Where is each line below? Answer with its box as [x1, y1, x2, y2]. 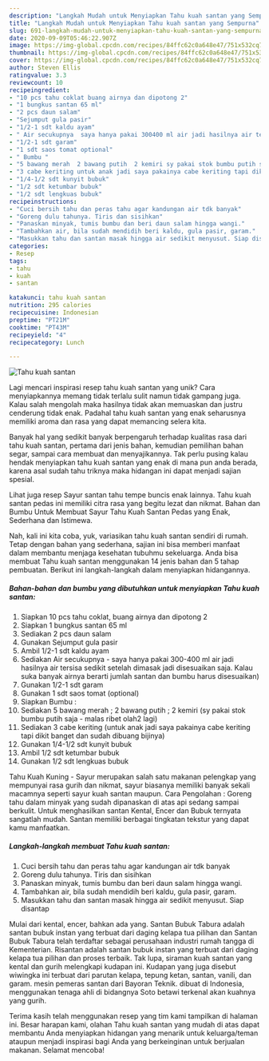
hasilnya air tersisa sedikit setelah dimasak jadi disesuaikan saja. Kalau [20, 663, 254, 672]
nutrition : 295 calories [9, 301, 92, 309]
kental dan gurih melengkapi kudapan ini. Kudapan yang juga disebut [9, 962, 236, 971]
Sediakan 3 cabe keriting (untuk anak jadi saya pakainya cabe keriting [20, 723, 251, 732]
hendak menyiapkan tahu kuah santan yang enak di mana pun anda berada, [9, 457, 259, 468]
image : [9, 42, 31, 50]
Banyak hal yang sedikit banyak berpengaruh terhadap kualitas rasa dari [9, 433, 247, 442]
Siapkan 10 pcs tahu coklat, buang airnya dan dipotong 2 [20, 612, 208, 622]
